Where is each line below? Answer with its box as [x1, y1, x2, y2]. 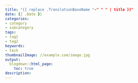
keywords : [5, 43, 25, 48]
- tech [5, 48, 18, 53]
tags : [5, 30, 16, 35]
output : [5, 57, 21, 62]
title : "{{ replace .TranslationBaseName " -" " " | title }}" [5, 7, 134, 12]
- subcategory [5, 25, 34, 30]
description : [5, 71, 32, 76]
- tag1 [5, 35, 18, 40]
